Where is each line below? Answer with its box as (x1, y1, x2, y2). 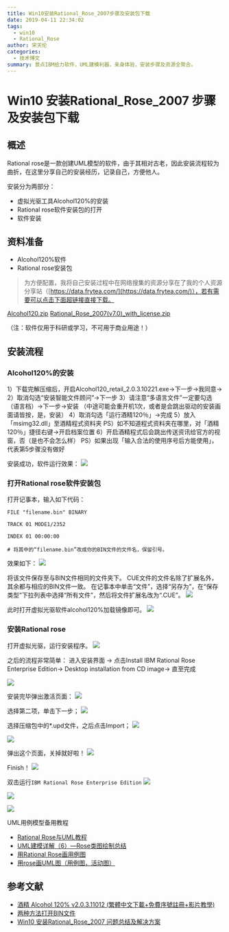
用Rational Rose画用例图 (16, 850, 86, 859)
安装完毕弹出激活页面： (7, 692, 73, 701)
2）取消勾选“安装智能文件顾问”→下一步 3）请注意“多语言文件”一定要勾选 (7, 394, 213, 402)
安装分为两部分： (7, 182, 56, 190)
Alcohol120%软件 (16, 255, 67, 264)
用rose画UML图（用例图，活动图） (16, 859, 115, 867)
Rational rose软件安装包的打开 (16, 205, 103, 214)
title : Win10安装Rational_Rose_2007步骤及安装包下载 (7, 10, 151, 17)
